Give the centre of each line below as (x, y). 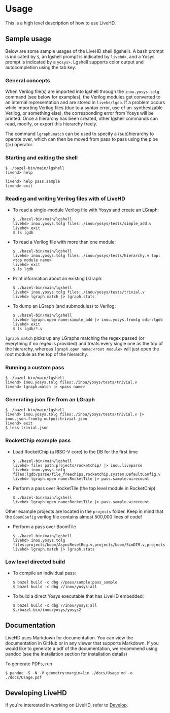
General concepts (28, 80)
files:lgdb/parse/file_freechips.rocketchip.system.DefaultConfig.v (87, 474)
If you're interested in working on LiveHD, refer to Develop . (67, 705)
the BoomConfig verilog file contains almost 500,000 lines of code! (74, 516)
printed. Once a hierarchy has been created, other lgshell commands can (82, 119)
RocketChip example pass (38, 441)
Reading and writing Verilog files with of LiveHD (65, 199)
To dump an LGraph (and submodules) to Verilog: (64, 306)
